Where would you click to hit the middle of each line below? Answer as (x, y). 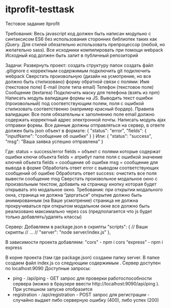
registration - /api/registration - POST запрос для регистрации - (81, 294)
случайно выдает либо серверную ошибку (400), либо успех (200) (86, 300)
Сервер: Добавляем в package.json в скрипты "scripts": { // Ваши (77, 227)
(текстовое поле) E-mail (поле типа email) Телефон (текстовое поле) (80, 87)
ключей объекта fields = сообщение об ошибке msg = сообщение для (82, 162)
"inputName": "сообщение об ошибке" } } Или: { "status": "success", (79, 136)
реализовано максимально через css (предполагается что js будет (79, 211)
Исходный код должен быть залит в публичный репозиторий (72, 55)
